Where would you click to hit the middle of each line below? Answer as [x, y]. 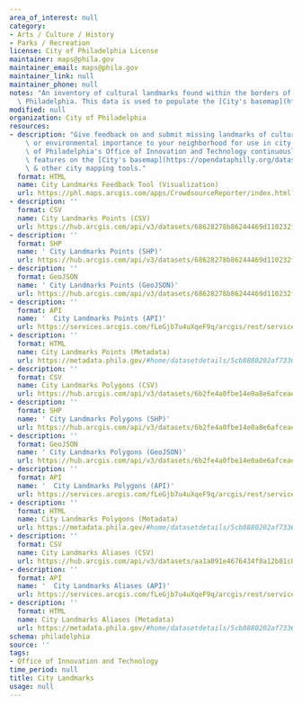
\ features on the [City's [76, 160]
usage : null [31, 686]
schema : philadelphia [50, 636]
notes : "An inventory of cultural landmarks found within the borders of [151, 93]
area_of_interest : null [54, 18]
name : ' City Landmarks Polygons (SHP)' [94, 419]
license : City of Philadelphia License [84, 51]
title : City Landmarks [52, 678]
